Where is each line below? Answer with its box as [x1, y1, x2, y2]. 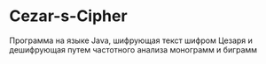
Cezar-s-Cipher [9, 6, 128, 26]
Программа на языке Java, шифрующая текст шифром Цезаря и [9, 35, 253, 46]
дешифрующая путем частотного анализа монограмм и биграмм [9, 44, 258, 54]
